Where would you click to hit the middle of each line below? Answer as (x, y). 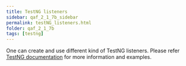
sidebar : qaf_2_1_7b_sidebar (42, 17)
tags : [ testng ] (25, 34)
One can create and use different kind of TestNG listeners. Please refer (93, 51)
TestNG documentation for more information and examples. (79, 57)
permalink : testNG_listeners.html (49, 23)
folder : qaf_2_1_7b (30, 28)
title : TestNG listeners (37, 12)
